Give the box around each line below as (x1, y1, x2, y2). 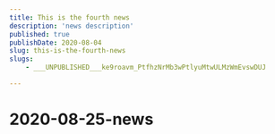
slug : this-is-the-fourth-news (9, 46, 126, 55)
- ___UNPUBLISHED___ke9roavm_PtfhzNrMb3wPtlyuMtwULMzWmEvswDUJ (25, 63, 267, 72)
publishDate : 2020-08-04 (9, 38, 102, 47)
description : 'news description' (9, 21, 134, 30)
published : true (9, 29, 70, 38)
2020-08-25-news (9, 109, 154, 130)
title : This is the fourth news (9, 13, 130, 22)
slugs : (9, 54, 34, 63)
